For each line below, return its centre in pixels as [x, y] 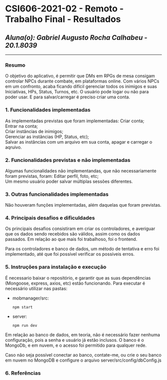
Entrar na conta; [22, 126]
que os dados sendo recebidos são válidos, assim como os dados [73, 234]
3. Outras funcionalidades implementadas [57, 194]
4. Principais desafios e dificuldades [50, 218]
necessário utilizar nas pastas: [36, 288]
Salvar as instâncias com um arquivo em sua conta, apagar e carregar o [79, 142]
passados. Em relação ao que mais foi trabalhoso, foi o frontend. [71, 239]
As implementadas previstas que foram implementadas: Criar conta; [75, 121]
